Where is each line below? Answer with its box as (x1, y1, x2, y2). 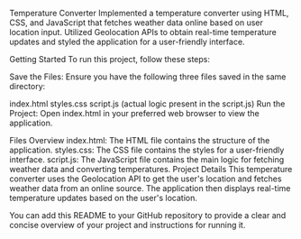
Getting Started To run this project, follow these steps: (9, 54, 210, 64)
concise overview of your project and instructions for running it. (9, 220, 246, 230)
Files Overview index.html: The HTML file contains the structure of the (9, 135, 270, 145)
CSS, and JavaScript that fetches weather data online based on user (9, 17, 263, 28)
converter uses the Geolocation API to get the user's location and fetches (9, 173, 282, 184)
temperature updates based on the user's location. (9, 193, 198, 203)
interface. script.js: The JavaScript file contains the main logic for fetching (9, 154, 285, 165)
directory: (9, 81, 46, 91)
